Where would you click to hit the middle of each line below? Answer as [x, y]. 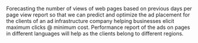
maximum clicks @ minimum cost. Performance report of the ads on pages [98, 27]
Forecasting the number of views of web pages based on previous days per [99, 9]
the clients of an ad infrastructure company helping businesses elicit [90, 21]
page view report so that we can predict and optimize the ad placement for [98, 15]
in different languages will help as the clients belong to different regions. [95, 34]
